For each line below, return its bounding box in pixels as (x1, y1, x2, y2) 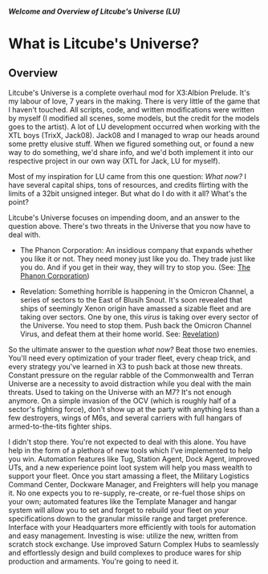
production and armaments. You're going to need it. (8, 556, 179, 566)
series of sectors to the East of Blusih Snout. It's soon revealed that (19, 295, 243, 304)
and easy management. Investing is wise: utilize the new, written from (8, 531, 238, 540)
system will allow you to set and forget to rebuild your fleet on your (8, 505, 229, 515)
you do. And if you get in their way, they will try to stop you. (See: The (19, 262, 251, 272)
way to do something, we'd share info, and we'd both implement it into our (8, 147, 254, 157)
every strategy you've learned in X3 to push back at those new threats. (8, 361, 243, 371)
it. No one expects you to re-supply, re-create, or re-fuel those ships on (8, 488, 246, 498)
